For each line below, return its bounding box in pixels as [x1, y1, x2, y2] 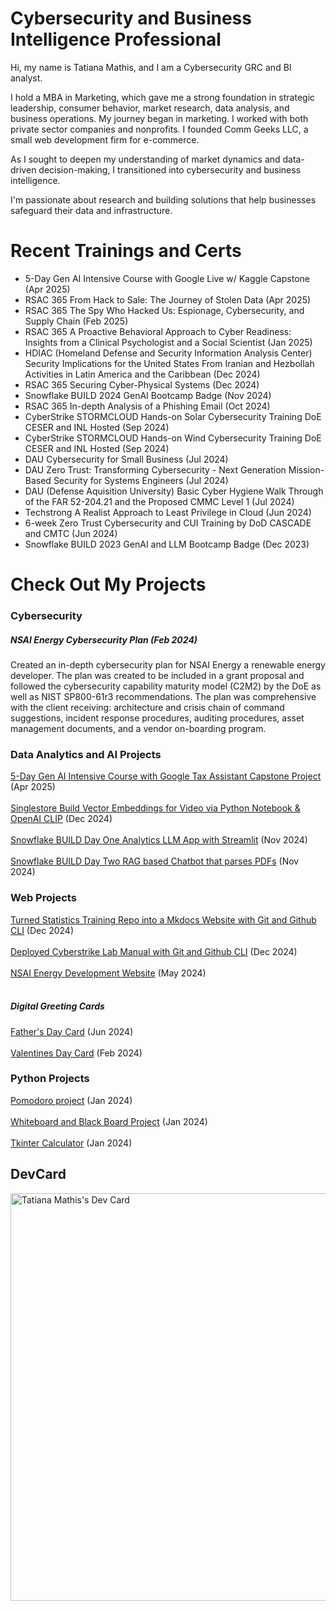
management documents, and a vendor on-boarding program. [10, 722, 267, 734]
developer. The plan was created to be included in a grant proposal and [10, 669, 305, 681]
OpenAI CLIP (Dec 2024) [10, 813, 113, 825]
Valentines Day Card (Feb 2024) [10, 1047, 143, 1059]
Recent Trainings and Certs [10, 240, 242, 262]
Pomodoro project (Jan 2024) [10, 1094, 133, 1106]
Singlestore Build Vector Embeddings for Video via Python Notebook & [10, 802, 301, 814]
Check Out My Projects [10, 573, 207, 596]
